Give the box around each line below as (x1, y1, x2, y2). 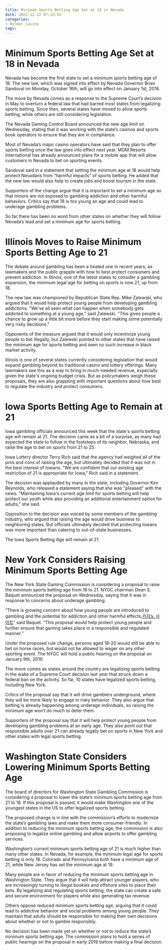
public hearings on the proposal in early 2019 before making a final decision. (5, 938, 163, 944)
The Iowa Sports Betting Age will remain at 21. (5, 536, 100, 542)
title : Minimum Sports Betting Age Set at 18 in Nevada (5, 7, 124, 13)
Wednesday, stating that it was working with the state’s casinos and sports (5, 127, 159, 133)
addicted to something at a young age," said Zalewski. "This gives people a (5, 311, 160, 316)
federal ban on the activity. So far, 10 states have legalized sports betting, (5, 676, 156, 682)
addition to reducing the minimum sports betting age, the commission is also (5, 825, 163, 831)
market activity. (5, 347, 37, 353)
